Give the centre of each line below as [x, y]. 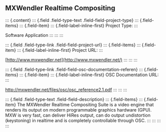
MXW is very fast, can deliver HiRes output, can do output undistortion [78, 115]
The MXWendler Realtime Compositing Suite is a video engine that [85, 105]
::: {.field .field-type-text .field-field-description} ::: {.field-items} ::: [74, 99]
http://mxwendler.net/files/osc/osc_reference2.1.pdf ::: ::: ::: [66, 90]
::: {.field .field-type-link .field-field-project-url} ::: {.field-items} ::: [73, 45]
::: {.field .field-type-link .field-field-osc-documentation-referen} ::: [74, 69]
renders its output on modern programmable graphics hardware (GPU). [78, 110]
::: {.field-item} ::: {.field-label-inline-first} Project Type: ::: [79, 25]
